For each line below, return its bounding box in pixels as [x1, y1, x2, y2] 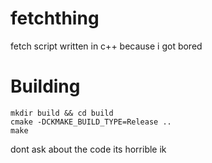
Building [10, 75, 81, 98]
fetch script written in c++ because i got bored [10, 40, 203, 52]
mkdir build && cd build [10, 108, 114, 118]
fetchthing [10, 7, 100, 30]
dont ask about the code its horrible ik [10, 143, 167, 155]
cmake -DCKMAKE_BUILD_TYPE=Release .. [10, 117, 172, 127]
